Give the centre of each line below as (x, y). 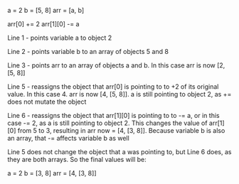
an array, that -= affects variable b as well (68, 138)
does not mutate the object (47, 102)
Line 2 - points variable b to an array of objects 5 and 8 (88, 52)
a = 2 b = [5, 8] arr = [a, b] (46, 10)
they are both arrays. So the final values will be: (77, 159)
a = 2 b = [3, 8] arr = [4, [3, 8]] (52, 173)
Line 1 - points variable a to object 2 (60, 38)
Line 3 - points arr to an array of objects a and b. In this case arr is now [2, (116, 65)
